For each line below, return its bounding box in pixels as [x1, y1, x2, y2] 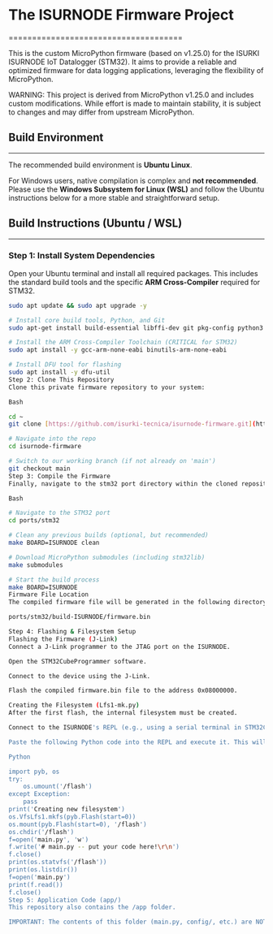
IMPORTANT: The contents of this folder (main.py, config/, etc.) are [8, 918, 253, 927]
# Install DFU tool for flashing [8, 361, 122, 369]
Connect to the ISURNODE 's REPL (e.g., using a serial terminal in [8, 724, 242, 732]
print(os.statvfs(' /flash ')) [8, 858, 107, 867]
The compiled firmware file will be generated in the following [8, 599, 231, 607]
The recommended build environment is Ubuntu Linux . [8, 160, 193, 170]
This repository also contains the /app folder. [8, 903, 176, 911]
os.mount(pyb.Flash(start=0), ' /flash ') [8, 820, 148, 828]
